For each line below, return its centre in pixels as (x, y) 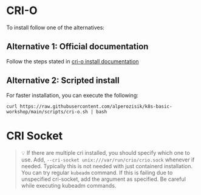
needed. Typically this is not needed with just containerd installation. (107, 166)
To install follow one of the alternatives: (56, 27)
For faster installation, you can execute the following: (72, 95)
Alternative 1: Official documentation (77, 47)
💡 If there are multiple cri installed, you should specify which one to (105, 152)
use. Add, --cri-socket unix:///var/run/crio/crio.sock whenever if (108, 160)
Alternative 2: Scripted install (63, 81)
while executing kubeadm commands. (69, 185)
